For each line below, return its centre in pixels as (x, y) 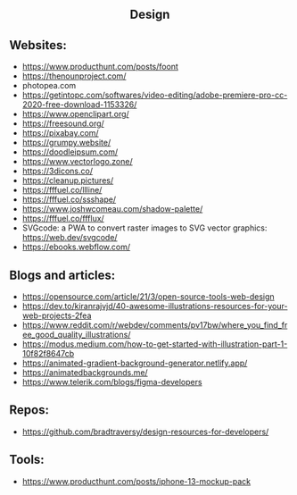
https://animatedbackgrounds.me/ (85, 373)
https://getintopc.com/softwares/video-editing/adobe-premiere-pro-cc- (155, 95)
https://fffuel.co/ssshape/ (69, 199)
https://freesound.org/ (63, 123)
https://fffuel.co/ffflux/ (63, 219)
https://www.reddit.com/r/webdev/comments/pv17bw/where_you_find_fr (155, 325)
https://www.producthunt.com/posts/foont (100, 67)
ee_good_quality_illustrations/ (76, 335)
